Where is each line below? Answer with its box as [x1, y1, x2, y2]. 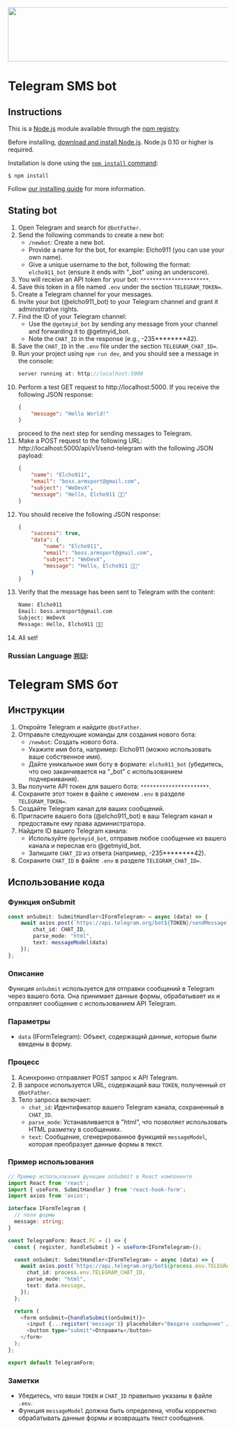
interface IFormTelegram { [8, 1205, 86, 1212]
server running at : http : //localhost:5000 [17, 370, 144, 377]
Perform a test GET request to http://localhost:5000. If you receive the [17, 383, 220, 391]
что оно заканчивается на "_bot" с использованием [28, 767, 183, 776]
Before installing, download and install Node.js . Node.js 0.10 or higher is [8, 138, 213, 146]
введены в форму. [17, 1040, 73, 1048]
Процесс [8, 1057, 40, 1067]
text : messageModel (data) [33, 939, 109, 946]
